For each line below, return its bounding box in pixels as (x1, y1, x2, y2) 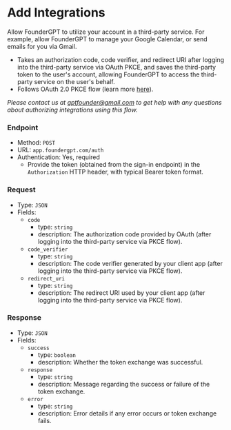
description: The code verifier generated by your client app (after (37, 259, 223, 267)
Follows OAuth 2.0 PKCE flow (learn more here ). (17, 85, 154, 93)
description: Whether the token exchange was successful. (37, 358, 203, 366)
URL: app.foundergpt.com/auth (17, 146, 104, 154)
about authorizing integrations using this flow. (7, 105, 138, 114)
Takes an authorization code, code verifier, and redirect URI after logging (17, 55, 225, 63)
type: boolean (37, 350, 76, 359)
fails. (37, 416, 52, 424)
